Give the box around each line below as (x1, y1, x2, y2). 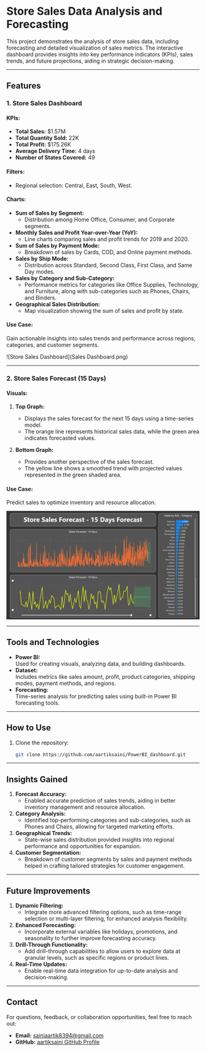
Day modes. (24, 268, 55, 275)
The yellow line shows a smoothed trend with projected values (24, 465, 183, 472)
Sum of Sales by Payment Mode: (15, 242, 100, 249)
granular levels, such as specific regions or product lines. (24, 954, 169, 961)
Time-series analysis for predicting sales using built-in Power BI (15, 692, 177, 700)
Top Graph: (15, 403, 45, 410)
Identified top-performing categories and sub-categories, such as (24, 817, 191, 824)
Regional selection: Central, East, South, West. (15, 182, 132, 189)
